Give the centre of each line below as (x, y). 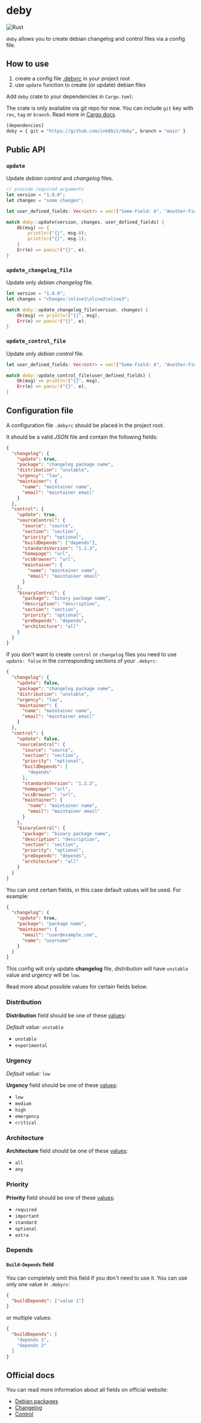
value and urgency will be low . (43, 975)
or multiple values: (29, 1318)
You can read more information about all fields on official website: (87, 1390)
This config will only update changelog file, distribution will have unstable (97, 969)
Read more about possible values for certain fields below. (77, 987)
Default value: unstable (35, 1027)
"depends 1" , (33, 1340)
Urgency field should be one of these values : (62, 1085)
